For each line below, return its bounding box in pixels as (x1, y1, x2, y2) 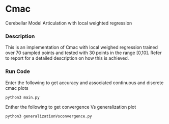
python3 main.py (5, 95, 40, 100)
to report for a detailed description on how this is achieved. (5, 55, 129, 61)
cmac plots (5, 85, 29, 91)
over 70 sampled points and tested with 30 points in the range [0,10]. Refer (5, 49, 162, 56)
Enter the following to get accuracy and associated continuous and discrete (5, 80, 164, 86)
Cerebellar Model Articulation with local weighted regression (5, 20, 132, 26)
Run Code (5, 68, 31, 75)
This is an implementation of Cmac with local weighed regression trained (5, 44, 158, 51)
